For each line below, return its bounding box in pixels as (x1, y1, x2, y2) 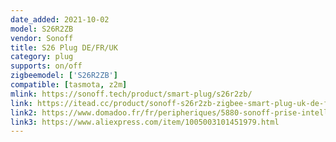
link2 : (10, 107, 38, 118)
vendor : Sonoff (10, 33, 74, 43)
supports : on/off (10, 61, 83, 71)
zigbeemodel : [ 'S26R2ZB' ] (10, 71, 118, 81)
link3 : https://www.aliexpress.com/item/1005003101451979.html (10, 117, 280, 127)
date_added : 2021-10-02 (10, 14, 110, 25)
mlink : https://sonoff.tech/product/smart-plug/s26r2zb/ (10, 89, 253, 99)
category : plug (10, 52, 74, 62)
